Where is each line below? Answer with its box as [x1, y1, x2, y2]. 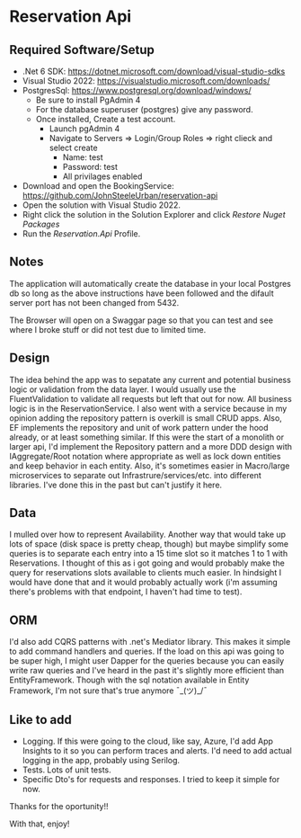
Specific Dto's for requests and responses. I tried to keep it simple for [22, 774, 280, 785]
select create [49, 142, 98, 153]
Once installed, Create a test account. [35, 114, 176, 124]
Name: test [62, 152, 103, 163]
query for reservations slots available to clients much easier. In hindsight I [9, 567, 281, 578]
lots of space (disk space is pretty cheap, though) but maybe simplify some [9, 539, 289, 549]
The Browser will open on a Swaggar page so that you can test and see [9, 315, 274, 325]
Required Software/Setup [9, 42, 155, 58]
